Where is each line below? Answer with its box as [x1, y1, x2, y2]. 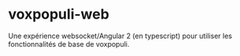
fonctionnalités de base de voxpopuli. [8, 39, 130, 48]
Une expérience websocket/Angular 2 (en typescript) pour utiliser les [8, 31, 232, 40]
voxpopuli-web [8, 5, 110, 23]
